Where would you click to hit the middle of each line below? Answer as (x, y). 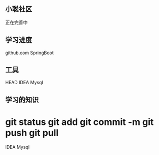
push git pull (32, 133)
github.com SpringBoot (30, 53)
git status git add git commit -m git (80, 122)
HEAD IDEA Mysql (24, 83)
